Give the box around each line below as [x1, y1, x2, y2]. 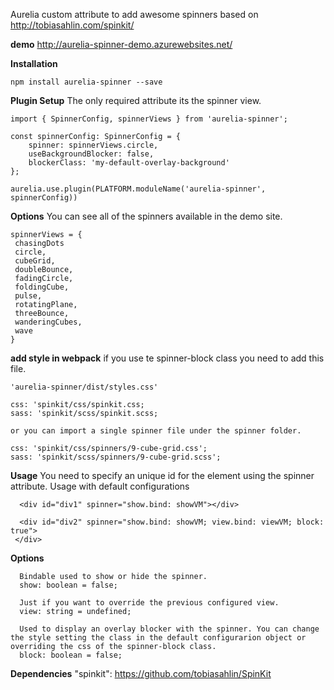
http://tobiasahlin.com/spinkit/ [10, 19, 135, 31]
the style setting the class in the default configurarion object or [10, 633, 307, 643]
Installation [10, 58, 58, 69]
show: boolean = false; [19, 580, 118, 590]
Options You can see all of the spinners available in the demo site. [10, 210, 283, 222]
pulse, [14, 291, 43, 301]
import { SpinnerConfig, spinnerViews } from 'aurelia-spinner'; [10, 114, 288, 124]
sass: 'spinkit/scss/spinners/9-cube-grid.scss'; [10, 452, 222, 462]
